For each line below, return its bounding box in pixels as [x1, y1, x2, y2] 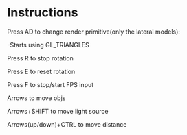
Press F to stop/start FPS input [7, 80, 94, 88]
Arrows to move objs [7, 94, 66, 102]
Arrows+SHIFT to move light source [7, 107, 109, 115]
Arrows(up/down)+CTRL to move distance [7, 120, 127, 128]
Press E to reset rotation [7, 67, 76, 75]
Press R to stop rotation [7, 53, 74, 62]
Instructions [7, 5, 78, 21]
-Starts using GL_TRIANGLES [7, 40, 89, 49]
